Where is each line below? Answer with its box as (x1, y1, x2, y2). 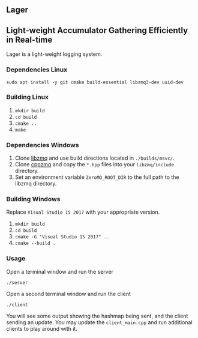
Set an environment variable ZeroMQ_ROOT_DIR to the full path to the (14, 174, 179, 181)
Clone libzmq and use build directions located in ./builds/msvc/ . (14, 154, 175, 161)
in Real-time (6, 34, 53, 44)
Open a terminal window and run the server (6, 268, 114, 275)
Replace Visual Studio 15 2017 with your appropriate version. (6, 208, 160, 216)
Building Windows (6, 195, 61, 204)
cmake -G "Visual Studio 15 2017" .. (14, 234, 110, 240)
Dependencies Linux (6, 65, 68, 74)
